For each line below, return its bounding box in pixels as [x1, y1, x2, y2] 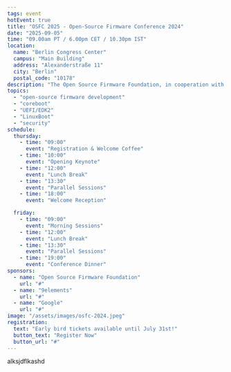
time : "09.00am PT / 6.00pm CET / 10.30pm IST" [7, 36, 147, 43]
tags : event [7, 10, 41, 17]
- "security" [13, 119, 51, 127]
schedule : [7, 126, 36, 133]
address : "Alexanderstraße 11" [13, 62, 104, 69]
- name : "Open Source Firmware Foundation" [13, 274, 140, 281]
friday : [13, 209, 36, 217]
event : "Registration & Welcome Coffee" [25, 145, 144, 152]
